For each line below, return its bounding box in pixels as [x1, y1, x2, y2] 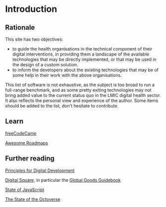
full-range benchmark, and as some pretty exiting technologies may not [5, 87, 152, 93]
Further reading [5, 155, 55, 163]
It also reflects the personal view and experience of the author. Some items [5, 98, 159, 103]
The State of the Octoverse [5, 196, 60, 202]
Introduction [5, 3, 57, 15]
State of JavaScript [5, 187, 45, 193]
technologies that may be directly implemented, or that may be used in [12, 56, 157, 62]
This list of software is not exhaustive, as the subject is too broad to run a [5, 82, 155, 88]
